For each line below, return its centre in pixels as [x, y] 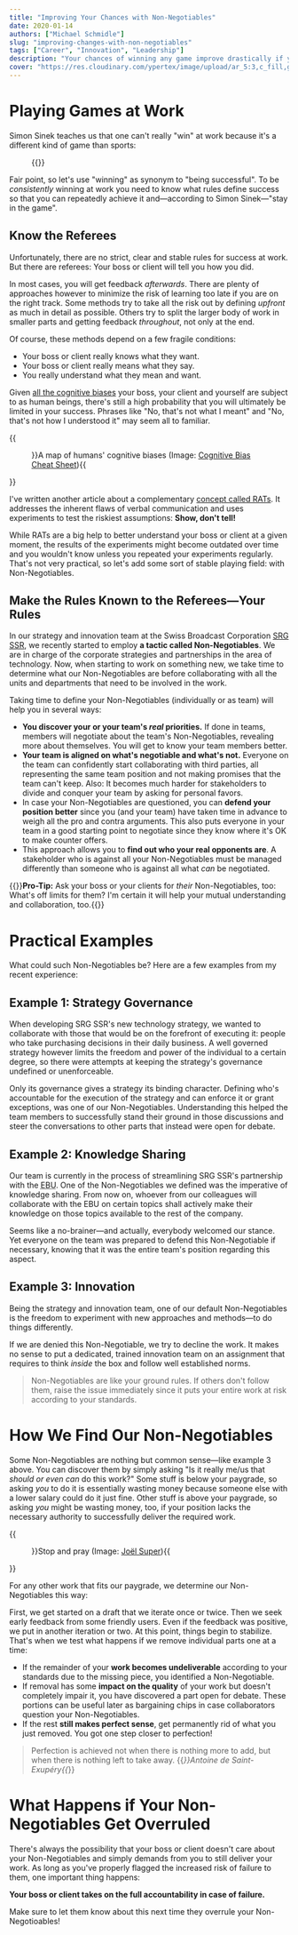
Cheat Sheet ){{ [59, 464]
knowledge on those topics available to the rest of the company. [126, 1213]
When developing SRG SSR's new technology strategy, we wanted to [135, 1024]
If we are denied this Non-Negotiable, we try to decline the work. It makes [144, 1344]
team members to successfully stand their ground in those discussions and [146, 1117]
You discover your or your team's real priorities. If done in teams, [144, 727]
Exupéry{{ [50, 1769]
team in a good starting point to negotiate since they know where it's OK [154, 831]
